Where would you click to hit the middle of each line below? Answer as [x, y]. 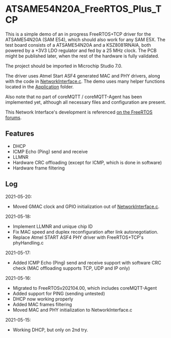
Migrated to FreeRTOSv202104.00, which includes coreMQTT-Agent [85, 288]
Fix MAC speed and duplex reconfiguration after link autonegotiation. [85, 232]
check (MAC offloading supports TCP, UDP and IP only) [71, 268]
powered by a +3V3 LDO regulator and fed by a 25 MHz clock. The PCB [81, 50]
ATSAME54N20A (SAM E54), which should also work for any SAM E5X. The [85, 40]
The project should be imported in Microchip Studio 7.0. [64, 66]
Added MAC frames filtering [42, 304]
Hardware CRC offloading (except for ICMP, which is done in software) [87, 162]
